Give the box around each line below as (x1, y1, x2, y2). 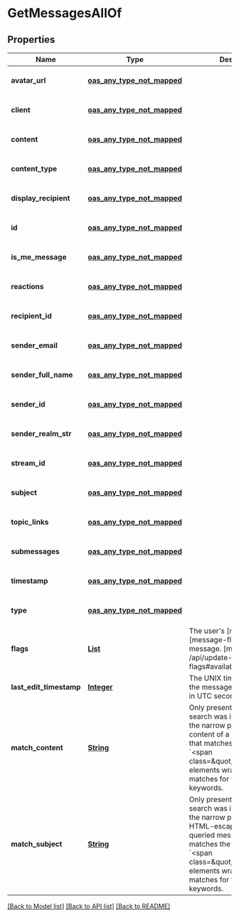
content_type (11, 164, 58, 173)
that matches (188, 739, 233, 748)
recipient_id (11, 311, 52, 320)
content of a (188, 729, 230, 739)
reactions (11, 282, 44, 291)
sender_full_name (11, 370, 73, 380)
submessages (11, 547, 60, 556)
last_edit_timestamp (11, 682, 81, 691)
